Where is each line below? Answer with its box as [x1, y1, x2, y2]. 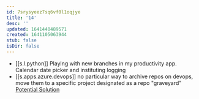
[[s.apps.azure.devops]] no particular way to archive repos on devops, [15, 73, 193, 80]
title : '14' [6, 15, 37, 21]
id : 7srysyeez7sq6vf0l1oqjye [6, 9, 81, 15]
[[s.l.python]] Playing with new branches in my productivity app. [15, 59, 178, 67]
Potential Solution [15, 86, 60, 93]
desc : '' [6, 20, 29, 26]
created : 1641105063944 [6, 32, 67, 38]
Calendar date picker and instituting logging [15, 66, 126, 73]
